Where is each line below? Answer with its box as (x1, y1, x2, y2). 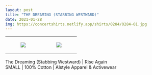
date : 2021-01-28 (5, 17, 42, 22)
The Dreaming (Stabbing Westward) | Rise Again (5, 59, 107, 65)
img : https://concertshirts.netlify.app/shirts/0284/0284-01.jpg (5, 21, 147, 27)
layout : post (5, 7, 33, 13)
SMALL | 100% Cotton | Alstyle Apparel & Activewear (5, 64, 117, 70)
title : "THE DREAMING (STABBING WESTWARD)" (5, 12, 99, 17)
